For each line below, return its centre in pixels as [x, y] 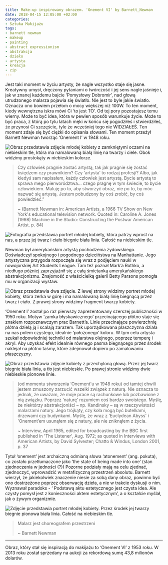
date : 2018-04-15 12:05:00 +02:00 [41, 14]
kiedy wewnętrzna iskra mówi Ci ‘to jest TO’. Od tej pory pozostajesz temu [81, 111]
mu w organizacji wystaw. [32, 281]
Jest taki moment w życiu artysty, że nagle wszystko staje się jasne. [75, 84]
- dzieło [14, 56]
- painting [16, 42]
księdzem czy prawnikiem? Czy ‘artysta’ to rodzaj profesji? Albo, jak [87, 173]
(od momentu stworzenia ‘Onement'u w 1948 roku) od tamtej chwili [86, 384]
